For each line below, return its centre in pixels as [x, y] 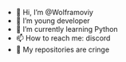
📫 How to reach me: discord [63, 38]
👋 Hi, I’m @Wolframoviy [55, 12]
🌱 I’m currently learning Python [67, 29]
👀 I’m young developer [53, 21]
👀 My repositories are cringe [63, 49]
